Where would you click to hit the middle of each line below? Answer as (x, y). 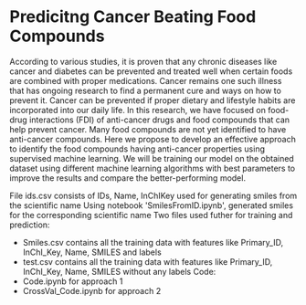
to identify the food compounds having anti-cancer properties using (137, 149)
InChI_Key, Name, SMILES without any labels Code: (119, 271)
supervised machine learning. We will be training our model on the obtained (152, 158)
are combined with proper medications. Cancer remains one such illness (146, 80)
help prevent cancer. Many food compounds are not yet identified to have (148, 129)
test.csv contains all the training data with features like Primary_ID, (148, 261)
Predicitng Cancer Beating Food (133, 17)
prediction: (30, 225)
